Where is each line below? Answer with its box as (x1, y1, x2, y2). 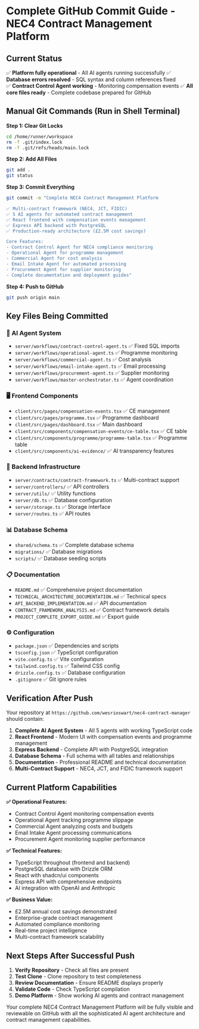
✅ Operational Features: (6, 798, 67, 806)
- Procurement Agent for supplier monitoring (6, 266, 121, 272)
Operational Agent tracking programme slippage (14, 816, 134, 824)
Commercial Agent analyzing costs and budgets (14, 823, 133, 830)
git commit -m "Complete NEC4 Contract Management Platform (6, 195, 159, 201)
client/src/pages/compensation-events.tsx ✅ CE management (14, 407, 170, 414)
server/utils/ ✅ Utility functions (14, 490, 97, 497)
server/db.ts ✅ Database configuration (14, 496, 112, 503)
